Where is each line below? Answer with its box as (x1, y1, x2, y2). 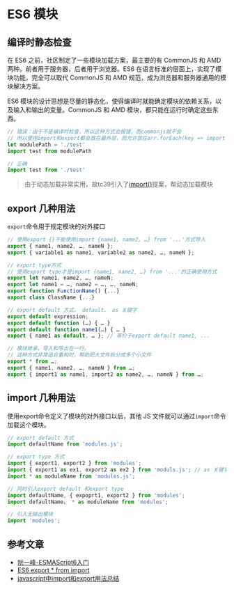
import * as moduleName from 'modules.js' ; (7, 473, 136, 480)
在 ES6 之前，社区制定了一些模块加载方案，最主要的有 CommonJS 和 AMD (7, 56, 221, 64)
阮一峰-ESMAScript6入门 (17, 558, 89, 566)
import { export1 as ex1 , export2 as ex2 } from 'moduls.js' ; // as (7, 466, 210, 473)
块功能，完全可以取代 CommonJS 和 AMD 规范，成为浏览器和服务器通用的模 (7, 74, 226, 81)
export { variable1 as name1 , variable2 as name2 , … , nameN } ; (7, 249, 195, 256)
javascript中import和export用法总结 (17, 574, 120, 582)
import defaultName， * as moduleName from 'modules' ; (7, 498, 169, 505)
